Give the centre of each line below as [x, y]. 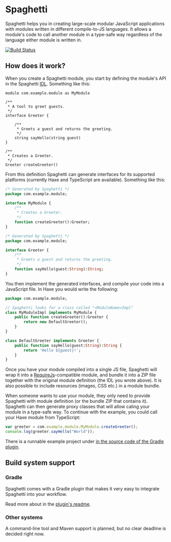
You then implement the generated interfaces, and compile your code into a [85, 284]
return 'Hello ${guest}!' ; [52, 350]
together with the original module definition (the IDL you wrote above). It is [83, 380]
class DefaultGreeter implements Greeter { [52, 341]
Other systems [24, 517]
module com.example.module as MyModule [48, 93]
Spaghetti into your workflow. [36, 494]
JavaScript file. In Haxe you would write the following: [62, 289]
